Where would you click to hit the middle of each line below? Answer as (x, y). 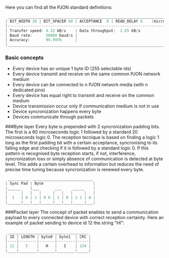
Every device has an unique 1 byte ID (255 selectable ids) (72, 69)
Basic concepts (24, 58)
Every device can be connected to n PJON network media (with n (80, 85)
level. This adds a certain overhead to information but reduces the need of (82, 164)
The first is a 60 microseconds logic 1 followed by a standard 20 (72, 132)
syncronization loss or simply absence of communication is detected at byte (84, 159)
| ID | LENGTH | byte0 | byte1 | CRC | (48, 237)
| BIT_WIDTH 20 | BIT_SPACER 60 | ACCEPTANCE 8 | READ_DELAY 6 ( (80, 21)
